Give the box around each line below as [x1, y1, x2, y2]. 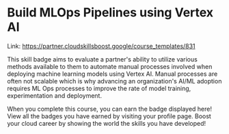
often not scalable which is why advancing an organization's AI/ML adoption [7, 77, 222, 85]
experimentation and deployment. [7, 91, 103, 100]
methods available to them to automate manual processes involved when [7, 62, 213, 70]
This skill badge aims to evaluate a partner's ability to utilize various [7, 55, 198, 63]
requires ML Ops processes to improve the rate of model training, [7, 84, 191, 92]
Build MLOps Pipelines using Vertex [7, 5, 214, 21]
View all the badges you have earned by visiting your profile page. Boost [7, 111, 212, 120]
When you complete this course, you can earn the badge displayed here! [7, 105, 212, 113]
